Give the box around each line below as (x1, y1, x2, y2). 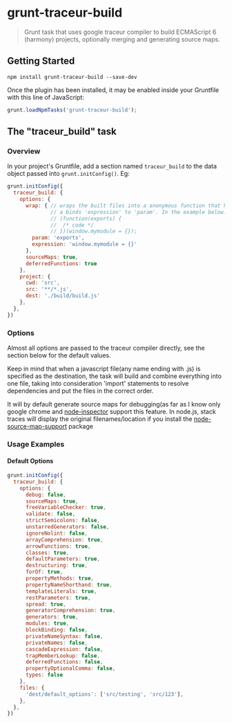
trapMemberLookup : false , (25, 652, 100, 659)
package (68, 422, 93, 430)
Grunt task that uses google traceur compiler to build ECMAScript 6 (23, 28, 217, 36)
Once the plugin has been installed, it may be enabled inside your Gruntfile (7, 85, 220, 94)
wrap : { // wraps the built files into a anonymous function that (25, 202, 221, 209)
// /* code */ (50, 222, 95, 229)
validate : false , (25, 510, 76, 517)
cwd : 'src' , (25, 279, 60, 287)
